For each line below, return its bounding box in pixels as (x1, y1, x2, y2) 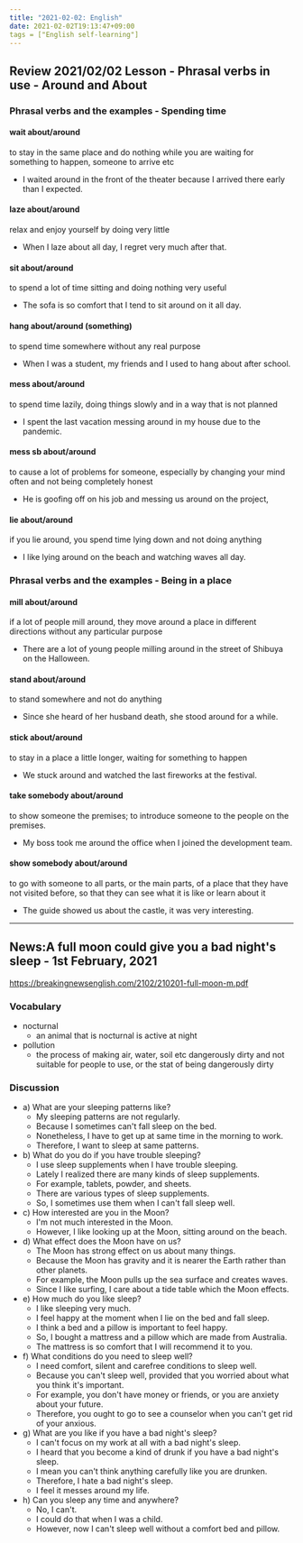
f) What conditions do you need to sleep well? (22, 1351, 193, 1362)
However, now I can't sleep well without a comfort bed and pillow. (35, 1523, 280, 1534)
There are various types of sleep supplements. (35, 1188, 210, 1199)
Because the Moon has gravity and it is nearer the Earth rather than (35, 1255, 287, 1266)
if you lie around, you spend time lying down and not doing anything (9, 534, 262, 546)
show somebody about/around (9, 858, 128, 868)
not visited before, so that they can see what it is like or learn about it (9, 887, 266, 898)
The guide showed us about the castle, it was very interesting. (22, 905, 254, 916)
